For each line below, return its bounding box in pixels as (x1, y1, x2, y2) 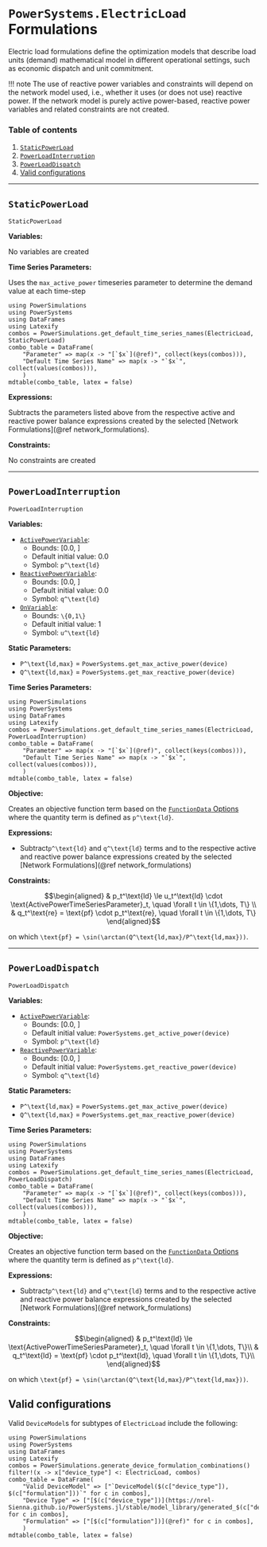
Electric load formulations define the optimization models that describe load (8, 46, 257, 56)
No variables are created (8, 247, 90, 257)
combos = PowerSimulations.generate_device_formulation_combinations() (8, 1462, 250, 1470)
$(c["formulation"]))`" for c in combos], (8, 1490, 151, 1498)
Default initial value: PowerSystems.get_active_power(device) (31, 1028, 230, 1037)
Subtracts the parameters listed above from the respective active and (8, 408, 236, 417)
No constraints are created (8, 456, 96, 465)
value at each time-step (8, 286, 86, 296)
